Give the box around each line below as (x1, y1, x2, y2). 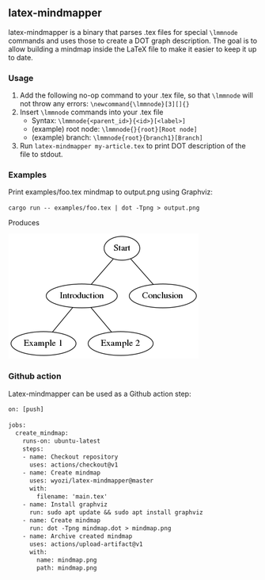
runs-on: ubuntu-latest (22, 436, 101, 445)
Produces (8, 218, 40, 228)
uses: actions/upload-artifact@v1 (28, 540, 144, 548)
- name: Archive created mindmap (22, 532, 133, 540)
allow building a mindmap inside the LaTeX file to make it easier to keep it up (8, 44, 257, 54)
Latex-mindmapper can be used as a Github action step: (8, 389, 191, 398)
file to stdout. (19, 150, 63, 159)
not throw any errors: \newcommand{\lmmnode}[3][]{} (19, 99, 190, 109)
